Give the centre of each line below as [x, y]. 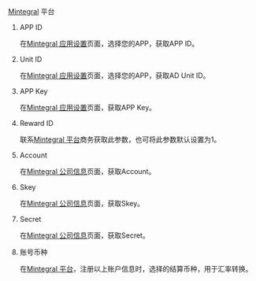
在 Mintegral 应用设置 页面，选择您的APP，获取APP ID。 [109, 43]
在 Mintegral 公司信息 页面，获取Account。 [87, 171]
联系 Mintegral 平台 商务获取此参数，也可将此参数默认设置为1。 [120, 139]
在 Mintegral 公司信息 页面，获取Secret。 [84, 235]
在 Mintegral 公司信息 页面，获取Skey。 [82, 203]
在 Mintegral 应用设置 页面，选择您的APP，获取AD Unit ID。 [115, 76]
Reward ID [36, 123]
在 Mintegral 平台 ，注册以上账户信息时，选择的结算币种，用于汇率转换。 [136, 269]
